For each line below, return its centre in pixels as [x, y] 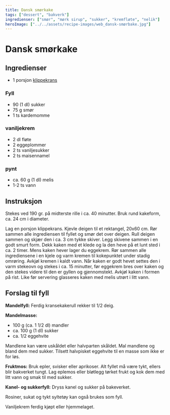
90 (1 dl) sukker [29, 104]
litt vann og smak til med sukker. [39, 377]
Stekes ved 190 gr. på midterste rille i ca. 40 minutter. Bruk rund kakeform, [83, 213]
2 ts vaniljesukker [31, 150]
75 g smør [23, 110]
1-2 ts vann [24, 185]
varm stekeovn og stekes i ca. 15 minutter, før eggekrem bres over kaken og [84, 266]
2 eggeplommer [29, 145]
